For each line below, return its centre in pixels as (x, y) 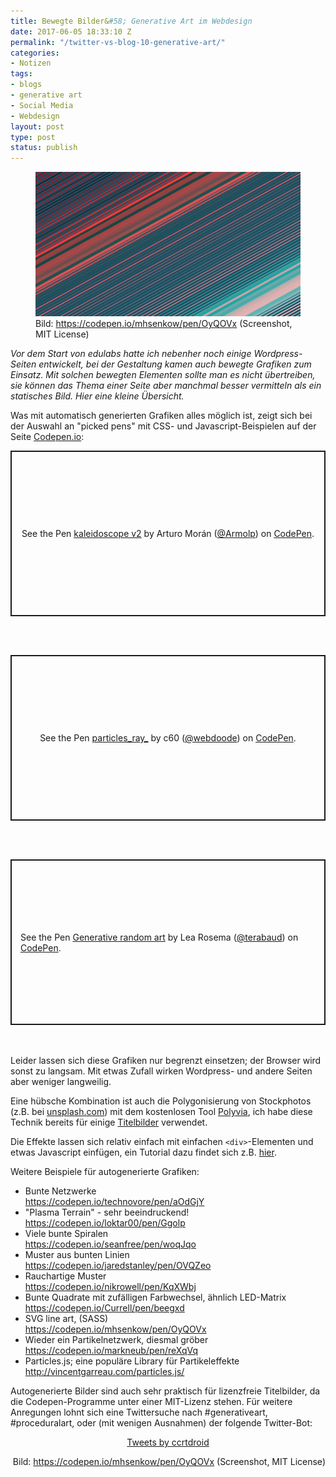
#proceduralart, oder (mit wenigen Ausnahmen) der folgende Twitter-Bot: (161, 1423)
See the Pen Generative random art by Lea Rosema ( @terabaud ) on (159, 937)
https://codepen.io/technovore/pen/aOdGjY (114, 1202)
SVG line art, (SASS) (66, 1319)
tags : (21, 74)
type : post (33, 137)
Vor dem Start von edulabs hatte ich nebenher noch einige (131, 354)
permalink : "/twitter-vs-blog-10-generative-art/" (118, 42)
